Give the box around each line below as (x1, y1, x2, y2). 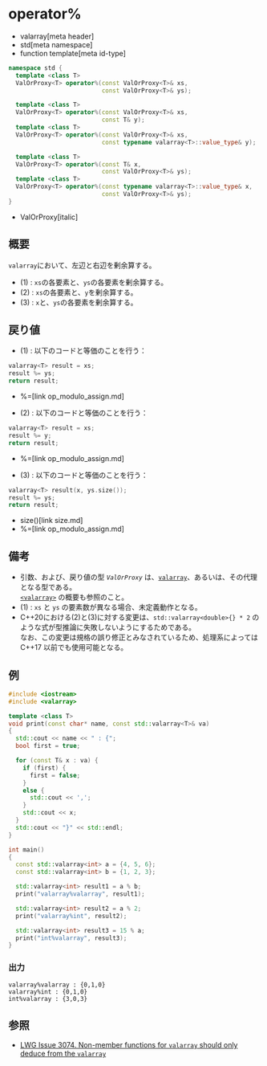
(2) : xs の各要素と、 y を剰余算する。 (19, 287, 138, 297)
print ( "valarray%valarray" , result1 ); (15, 890, 146, 898)
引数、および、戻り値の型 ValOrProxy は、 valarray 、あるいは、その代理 (19, 572, 258, 582)
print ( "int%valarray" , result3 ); (15, 933, 127, 942)
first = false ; (29, 771, 81, 779)
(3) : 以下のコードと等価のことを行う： (19, 470, 148, 480)
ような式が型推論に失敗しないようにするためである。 (19, 623, 196, 632)
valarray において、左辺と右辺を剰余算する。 (8, 260, 156, 270)
